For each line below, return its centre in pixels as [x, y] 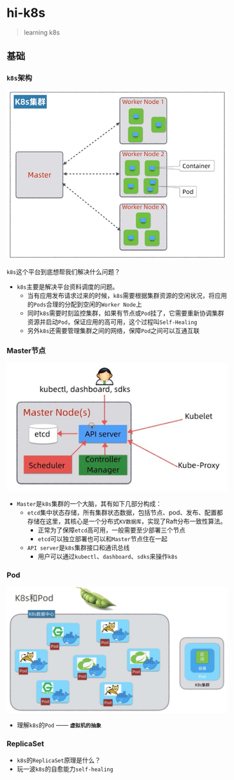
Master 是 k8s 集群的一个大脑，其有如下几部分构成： [89, 503]
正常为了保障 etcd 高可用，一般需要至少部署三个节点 [112, 530]
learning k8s [42, 32]
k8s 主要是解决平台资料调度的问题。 [68, 287]
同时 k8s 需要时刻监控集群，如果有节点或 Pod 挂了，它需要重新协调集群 [126, 313]
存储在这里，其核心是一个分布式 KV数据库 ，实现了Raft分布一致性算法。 [127, 521]
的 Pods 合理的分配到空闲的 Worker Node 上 [84, 304]
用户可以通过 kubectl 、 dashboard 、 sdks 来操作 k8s [108, 556]
